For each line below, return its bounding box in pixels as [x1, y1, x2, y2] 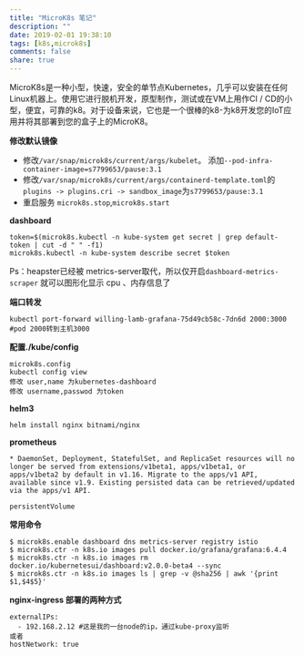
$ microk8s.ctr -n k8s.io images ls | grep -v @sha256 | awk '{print [9, 569, 279, 579]
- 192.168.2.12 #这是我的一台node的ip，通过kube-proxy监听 [17, 622, 230, 631]
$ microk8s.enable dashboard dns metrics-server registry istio [9, 538, 258, 547]
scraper [9, 279, 39, 288]
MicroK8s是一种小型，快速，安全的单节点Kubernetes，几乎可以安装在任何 [9, 82, 289, 92]
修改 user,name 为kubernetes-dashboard [9, 377, 157, 386]
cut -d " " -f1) [42, 241, 104, 250]
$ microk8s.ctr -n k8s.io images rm [9, 553, 148, 562]
